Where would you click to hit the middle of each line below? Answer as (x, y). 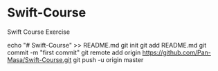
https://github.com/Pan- (176, 52)
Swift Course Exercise (39, 32)
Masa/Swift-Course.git (39, 59)
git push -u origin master (108, 59)
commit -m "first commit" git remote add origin (74, 52)
